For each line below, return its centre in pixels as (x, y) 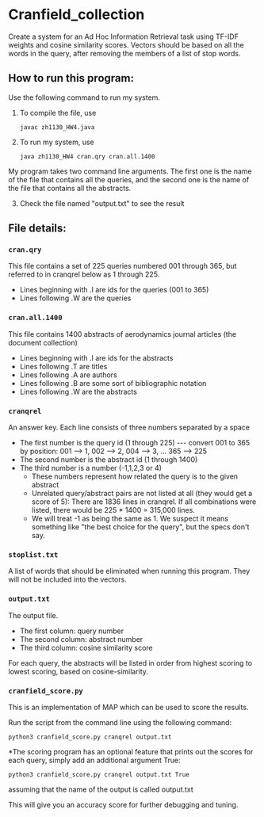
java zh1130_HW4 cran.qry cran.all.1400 (87, 156)
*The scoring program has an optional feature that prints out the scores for (131, 751)
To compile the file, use (58, 113)
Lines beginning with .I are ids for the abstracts (96, 357)
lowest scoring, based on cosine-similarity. (78, 671)
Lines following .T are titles (63, 366)
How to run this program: (71, 78)
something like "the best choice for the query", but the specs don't (140, 527)
